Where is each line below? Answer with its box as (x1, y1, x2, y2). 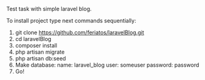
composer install (15, 42, 58, 49)
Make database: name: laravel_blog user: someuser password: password (15, 61, 199, 68)
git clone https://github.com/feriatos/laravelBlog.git (15, 29, 144, 36)
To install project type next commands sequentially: (6, 17, 136, 24)
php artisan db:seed (15, 55, 66, 62)
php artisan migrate (15, 48, 65, 56)
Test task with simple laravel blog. (6, 5, 92, 12)
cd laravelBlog (15, 35, 52, 42)
